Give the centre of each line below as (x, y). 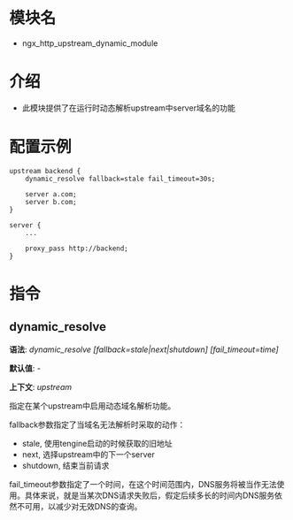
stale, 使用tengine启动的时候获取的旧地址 (97, 443)
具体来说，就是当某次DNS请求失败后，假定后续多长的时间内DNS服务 (150, 495)
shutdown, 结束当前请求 (66, 465)
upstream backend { (45, 171)
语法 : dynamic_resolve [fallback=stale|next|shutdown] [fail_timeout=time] (144, 349)
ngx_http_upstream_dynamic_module (90, 43)
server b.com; (51, 202)
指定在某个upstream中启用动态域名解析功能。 (93, 405)
